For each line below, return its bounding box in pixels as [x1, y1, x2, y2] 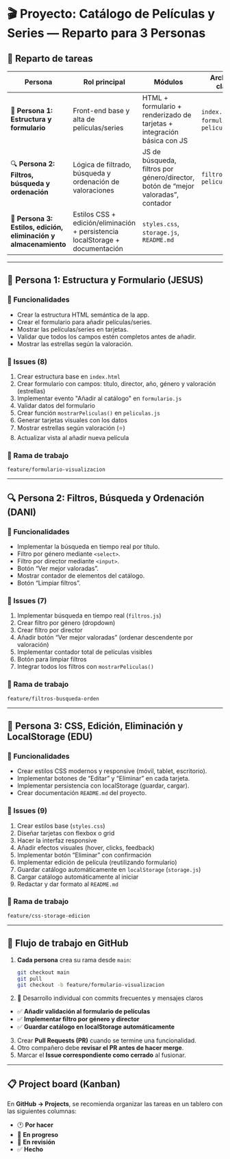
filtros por [142, 164, 174, 173]
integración [142, 127, 179, 136]
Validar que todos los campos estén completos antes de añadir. [16, 332, 196, 341]
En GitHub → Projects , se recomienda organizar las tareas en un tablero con [7, 1100, 223, 1108]
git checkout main [16, 968, 70, 976]
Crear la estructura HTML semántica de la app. [16, 310, 149, 319]
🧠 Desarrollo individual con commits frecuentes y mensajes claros [16, 994, 203, 1002]
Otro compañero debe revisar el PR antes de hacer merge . [16, 1044, 184, 1052]
